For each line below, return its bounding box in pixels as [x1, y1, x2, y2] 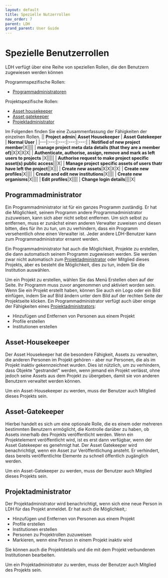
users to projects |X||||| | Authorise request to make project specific [5, 155, 149, 161]
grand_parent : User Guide [5, 26, 59, 31]
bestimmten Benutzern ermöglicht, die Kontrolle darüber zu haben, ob [5, 426, 149, 432]
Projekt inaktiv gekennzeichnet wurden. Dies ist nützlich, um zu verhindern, [5, 362, 161, 368]
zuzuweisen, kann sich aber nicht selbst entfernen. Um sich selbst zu [5, 215, 148, 221]
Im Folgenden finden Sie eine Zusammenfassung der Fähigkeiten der [5, 129, 147, 135]
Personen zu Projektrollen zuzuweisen [12, 531, 91, 538]
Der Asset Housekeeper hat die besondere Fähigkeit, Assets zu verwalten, [5, 351, 158, 357]
